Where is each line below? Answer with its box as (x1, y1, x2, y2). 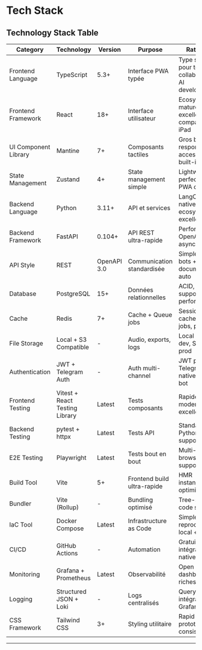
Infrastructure (127, 517, 167, 525)
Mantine (56, 147, 80, 155)
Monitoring (9, 570, 40, 578)
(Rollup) (56, 503, 79, 512)
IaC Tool (9, 521, 33, 528)
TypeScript (56, 70, 88, 79)
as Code (127, 524, 152, 533)
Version (98, 46, 121, 54)
